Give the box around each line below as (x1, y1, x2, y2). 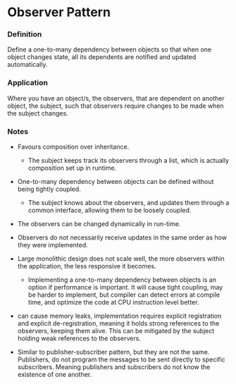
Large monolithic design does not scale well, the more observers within (17, 254, 225, 263)
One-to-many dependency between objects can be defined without (17, 178, 214, 186)
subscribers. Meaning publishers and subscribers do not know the (17, 363, 211, 371)
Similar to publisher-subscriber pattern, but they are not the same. (17, 348, 210, 357)
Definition (7, 30, 42, 39)
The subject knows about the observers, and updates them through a (27, 199, 230, 207)
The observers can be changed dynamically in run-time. (17, 220, 181, 228)
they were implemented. (17, 241, 88, 249)
